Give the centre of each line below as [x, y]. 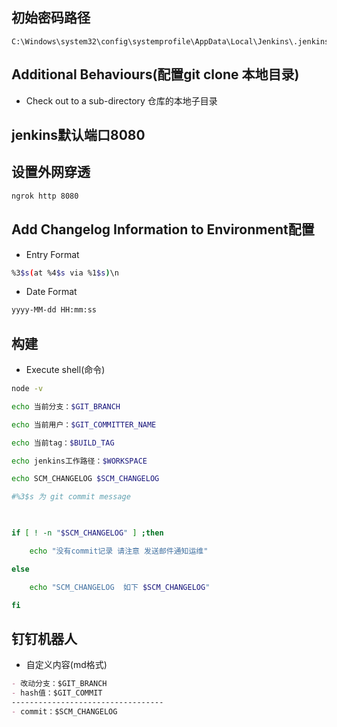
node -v [27, 389]
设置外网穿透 [51, 172]
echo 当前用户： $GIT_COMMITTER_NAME [84, 424]
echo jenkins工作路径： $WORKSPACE [79, 461]
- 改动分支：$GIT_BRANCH [59, 684]
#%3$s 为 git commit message [71, 497]
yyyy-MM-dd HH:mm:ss [54, 310]
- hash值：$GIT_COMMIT [57, 693]
